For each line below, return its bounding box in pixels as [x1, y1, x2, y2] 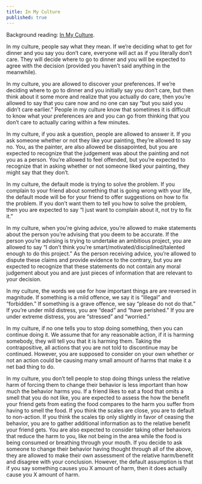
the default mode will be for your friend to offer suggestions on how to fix [6, 193, 189, 200]
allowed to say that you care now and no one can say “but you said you [6, 99, 183, 106]
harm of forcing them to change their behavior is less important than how [6, 381, 188, 388]
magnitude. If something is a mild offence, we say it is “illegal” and [6, 293, 171, 301]
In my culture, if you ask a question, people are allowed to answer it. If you [6, 130, 191, 138]
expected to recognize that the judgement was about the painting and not [6, 149, 189, 157]
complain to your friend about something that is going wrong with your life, [6, 186, 192, 194]
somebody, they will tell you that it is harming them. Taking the [6, 337, 162, 345]
